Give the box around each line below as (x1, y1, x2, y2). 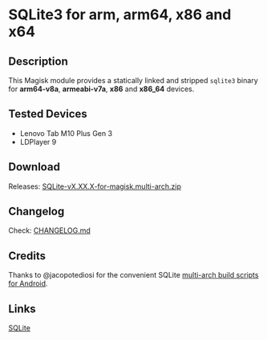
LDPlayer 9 (19, 137, 57, 146)
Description (8, 54, 68, 68)
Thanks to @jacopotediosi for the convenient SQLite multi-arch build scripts (8, 270, 259, 280)
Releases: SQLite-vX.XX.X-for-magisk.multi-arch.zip (8, 182, 182, 191)
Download (8, 160, 60, 174)
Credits (8, 249, 47, 262)
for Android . (8, 278, 48, 289)
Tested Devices (8, 107, 88, 121)
